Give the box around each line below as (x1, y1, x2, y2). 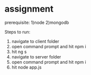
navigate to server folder (11, 54, 61, 59)
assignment (4, 3, 54, 15)
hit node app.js (11, 64, 42, 70)
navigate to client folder (11, 38, 59, 44)
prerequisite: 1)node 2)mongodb (4, 19, 69, 25)
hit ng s (11, 49, 27, 55)
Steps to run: (4, 29, 31, 35)
